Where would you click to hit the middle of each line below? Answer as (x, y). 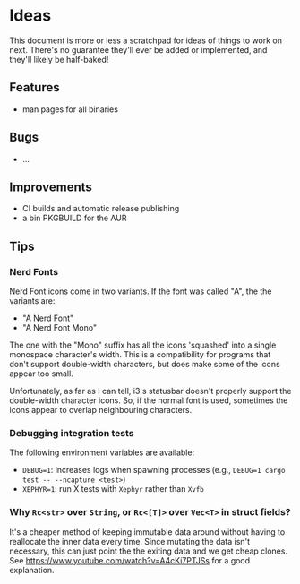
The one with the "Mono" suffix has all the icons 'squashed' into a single (143, 345)
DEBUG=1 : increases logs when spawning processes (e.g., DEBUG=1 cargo (154, 470)
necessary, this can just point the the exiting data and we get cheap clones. (149, 551)
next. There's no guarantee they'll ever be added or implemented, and (138, 49)
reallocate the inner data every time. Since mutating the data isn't (130, 541)
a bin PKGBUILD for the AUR (74, 218)
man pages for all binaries (70, 109)
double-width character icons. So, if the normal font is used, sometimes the (149, 400)
